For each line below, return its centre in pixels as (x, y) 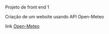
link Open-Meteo (22, 26)
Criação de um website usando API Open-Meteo (54, 17)
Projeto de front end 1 (27, 7)
